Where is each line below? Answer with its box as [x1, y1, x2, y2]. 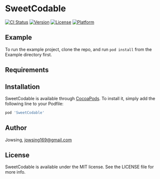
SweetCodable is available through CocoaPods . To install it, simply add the [5, 95, 155, 101]
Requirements [5, 66, 49, 74]
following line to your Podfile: [5, 101, 64, 106]
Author [5, 124, 27, 132]
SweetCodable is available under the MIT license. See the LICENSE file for [5, 164, 154, 170]
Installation [5, 82, 40, 91]
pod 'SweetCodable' [5, 110, 45, 115]
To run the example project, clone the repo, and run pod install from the [5, 46, 152, 52]
